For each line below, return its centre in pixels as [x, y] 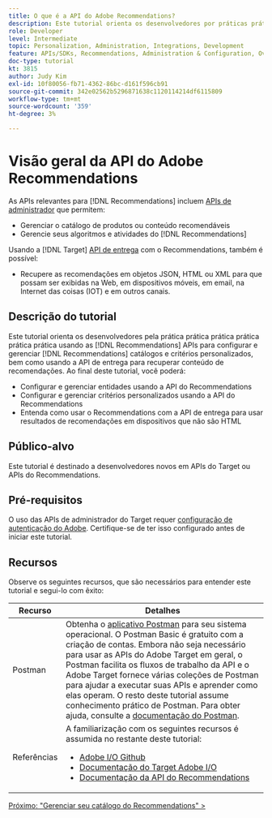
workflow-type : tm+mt [45, 99]
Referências [35, 757]
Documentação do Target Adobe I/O [148, 768]
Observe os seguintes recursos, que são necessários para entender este [130, 582]
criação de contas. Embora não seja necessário [156, 644]
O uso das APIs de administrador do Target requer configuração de [121, 519]
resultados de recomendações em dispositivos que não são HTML [131, 421]
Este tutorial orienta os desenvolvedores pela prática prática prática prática [134, 336]
